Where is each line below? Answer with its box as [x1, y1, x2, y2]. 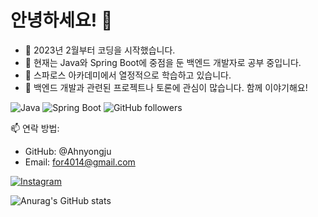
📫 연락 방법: [10, 122, 60, 134]
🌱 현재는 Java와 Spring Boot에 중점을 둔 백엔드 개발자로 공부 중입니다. [24, 56, 302, 68]
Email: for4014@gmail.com [24, 156, 136, 168]
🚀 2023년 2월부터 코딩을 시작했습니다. [24, 44, 176, 56]
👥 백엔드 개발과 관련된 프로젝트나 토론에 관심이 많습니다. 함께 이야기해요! [24, 81, 308, 93]
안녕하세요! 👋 [10, 9, 113, 32]
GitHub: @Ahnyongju [24, 145, 112, 157]
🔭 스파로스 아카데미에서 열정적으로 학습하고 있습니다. [24, 69, 232, 81]
